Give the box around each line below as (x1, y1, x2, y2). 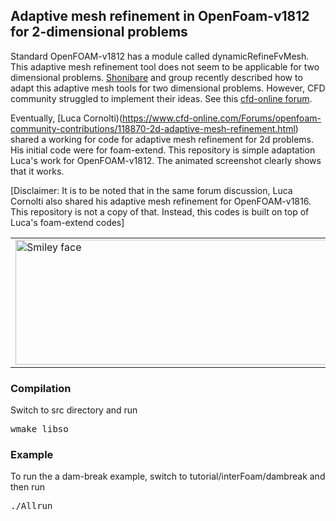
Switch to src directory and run (10, 404, 138, 416)
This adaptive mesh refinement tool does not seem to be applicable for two (10, 60, 320, 73)
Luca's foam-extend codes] (10, 216, 125, 228)
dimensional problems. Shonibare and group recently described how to (10, 71, 303, 83)
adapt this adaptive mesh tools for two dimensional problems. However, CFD (10, 82, 326, 94)
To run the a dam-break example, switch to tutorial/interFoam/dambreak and (10, 470, 326, 483)
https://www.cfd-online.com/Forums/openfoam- (122, 112, 322, 124)
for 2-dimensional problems (10, 24, 188, 41)
